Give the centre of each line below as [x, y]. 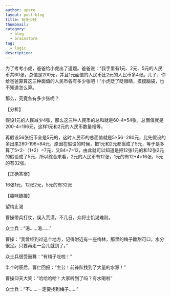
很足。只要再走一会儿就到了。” [37, 245]
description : [19, 53]
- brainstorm [24, 39]
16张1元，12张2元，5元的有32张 [39, 184]
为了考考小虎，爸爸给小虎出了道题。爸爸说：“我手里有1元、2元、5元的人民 [84, 68]
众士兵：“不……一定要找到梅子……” [42, 289]
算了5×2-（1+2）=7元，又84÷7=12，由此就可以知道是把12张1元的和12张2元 [85, 150]
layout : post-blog [25, 15]
